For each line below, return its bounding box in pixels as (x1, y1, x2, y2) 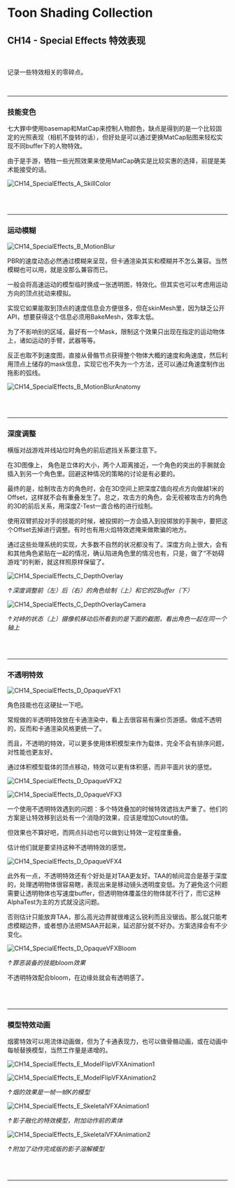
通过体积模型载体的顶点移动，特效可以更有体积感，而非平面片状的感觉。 (7, 763, 215, 771)
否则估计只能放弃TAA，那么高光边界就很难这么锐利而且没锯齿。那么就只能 (7, 913, 222, 921)
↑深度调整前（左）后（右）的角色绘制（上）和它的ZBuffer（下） (7, 586, 194, 594)
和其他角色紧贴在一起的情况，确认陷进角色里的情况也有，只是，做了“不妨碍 (7, 549, 225, 557)
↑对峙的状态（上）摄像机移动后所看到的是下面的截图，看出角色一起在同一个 (7, 614, 227, 623)
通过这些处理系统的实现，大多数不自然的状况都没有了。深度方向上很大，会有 (7, 540, 228, 548)
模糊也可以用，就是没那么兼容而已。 (7, 265, 112, 273)
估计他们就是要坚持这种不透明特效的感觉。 (7, 843, 130, 852)
